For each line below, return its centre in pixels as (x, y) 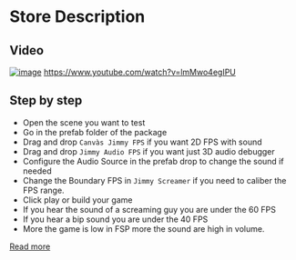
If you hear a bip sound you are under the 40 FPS (115, 219)
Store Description (77, 17)
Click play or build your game (77, 200)
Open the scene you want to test (84, 122)
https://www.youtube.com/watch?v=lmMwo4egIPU (140, 72)
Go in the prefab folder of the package (95, 132)
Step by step (46, 100)
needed (37, 171)
